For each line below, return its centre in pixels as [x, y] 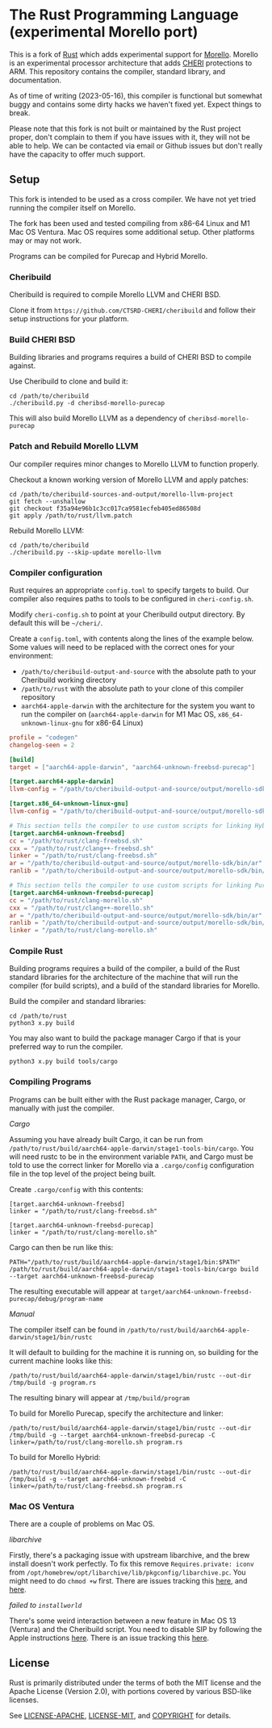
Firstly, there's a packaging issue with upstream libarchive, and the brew [130, 1555]
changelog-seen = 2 [42, 745]
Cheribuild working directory [68, 680]
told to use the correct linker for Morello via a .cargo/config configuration [132, 1165]
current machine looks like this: [61, 1361]
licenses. [24, 1700]
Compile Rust [36, 952]
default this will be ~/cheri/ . [56, 622]
